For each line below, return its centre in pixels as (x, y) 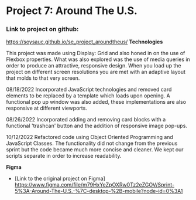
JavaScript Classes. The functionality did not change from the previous (92, 143)
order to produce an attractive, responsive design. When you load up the (94, 66)
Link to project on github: (42, 29)
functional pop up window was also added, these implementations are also (96, 102)
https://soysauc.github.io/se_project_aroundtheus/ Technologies (85, 42)
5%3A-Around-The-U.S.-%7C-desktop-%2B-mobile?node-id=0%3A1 (99, 191)
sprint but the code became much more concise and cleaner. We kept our (95, 150)
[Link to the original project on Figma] (60, 179)
